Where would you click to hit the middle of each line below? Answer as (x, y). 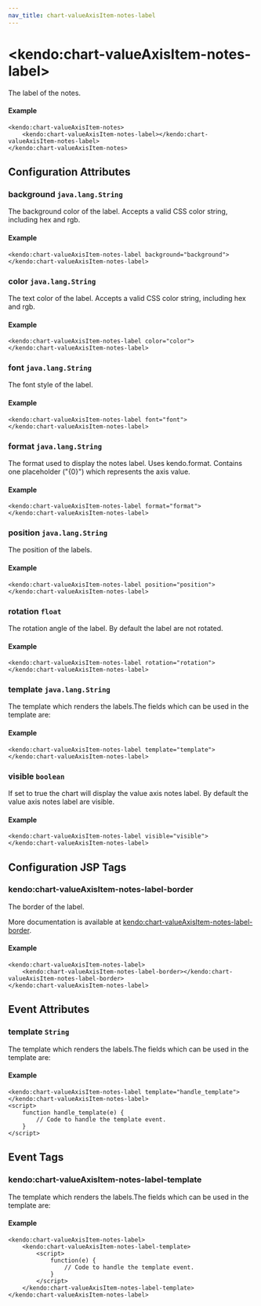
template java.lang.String (60, 690)
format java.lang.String (55, 446)
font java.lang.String (50, 368)
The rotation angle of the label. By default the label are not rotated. (116, 628)
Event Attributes (49, 1009)
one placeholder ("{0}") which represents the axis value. (99, 471)
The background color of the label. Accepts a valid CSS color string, (118, 211)
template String (39, 1032)
